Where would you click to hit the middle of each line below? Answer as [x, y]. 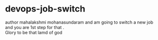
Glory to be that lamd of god [34, 32]
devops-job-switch [45, 9]
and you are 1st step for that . [35, 27]
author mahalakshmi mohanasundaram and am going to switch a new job [79, 22]
